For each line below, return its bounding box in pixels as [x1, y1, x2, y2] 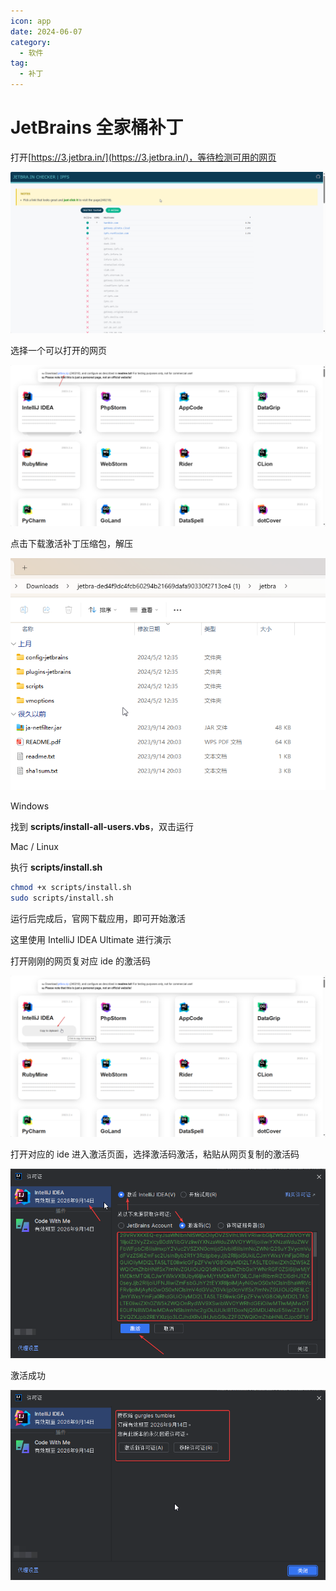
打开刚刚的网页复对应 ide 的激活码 [10, 955, 151, 967]
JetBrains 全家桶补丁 [10, 116, 184, 139]
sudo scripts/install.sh [10, 893, 114, 904]
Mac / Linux [10, 841, 59, 853]
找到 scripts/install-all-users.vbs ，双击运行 [10, 821, 194, 833]
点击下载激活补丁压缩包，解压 [10, 537, 133, 549]
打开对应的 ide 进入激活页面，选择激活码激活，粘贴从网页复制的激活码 [10, 1148, 300, 1160]
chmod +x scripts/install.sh [10, 883, 132, 893]
